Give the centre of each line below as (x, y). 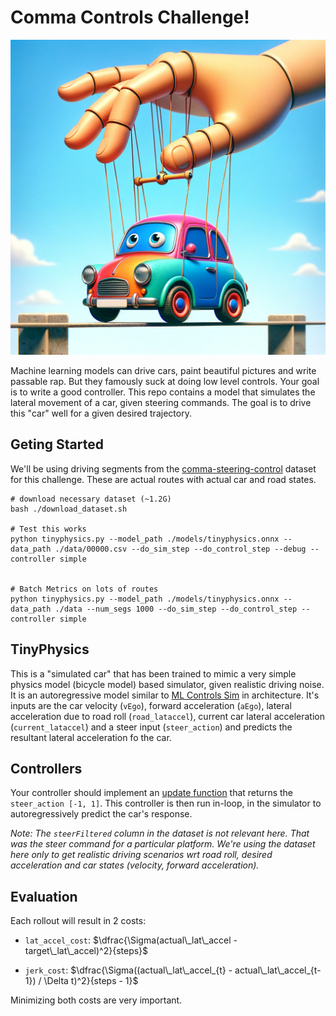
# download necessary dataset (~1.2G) (91, 499)
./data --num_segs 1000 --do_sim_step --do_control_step (176, 609)
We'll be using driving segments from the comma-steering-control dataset (163, 468)
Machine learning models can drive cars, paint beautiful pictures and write (163, 370)
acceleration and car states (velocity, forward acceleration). (135, 865)
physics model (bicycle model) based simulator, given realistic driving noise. (167, 684)
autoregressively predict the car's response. (101, 814)
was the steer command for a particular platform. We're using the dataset (163, 844)
